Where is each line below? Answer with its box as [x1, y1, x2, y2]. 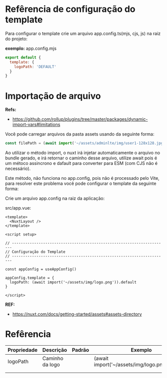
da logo [42, 361, 60, 368]
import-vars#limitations [12, 122, 61, 128]
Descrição [42, 347, 67, 354]
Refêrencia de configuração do [5, 3, 136, 15]
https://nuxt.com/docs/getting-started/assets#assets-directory [12, 311, 142, 317]
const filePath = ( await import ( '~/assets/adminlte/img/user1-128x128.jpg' [5, 141, 166, 146]
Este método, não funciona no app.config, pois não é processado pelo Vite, [5, 175, 160, 181]
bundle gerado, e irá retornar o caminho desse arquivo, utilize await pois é [5, 155, 158, 161]
